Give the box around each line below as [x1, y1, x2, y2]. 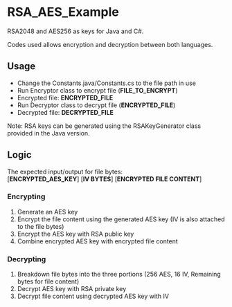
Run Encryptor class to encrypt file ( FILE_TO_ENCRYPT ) [17, 86, 178, 94]
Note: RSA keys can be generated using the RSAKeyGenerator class [7, 122, 202, 130]
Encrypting [7, 192, 46, 201]
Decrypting [7, 254, 46, 263]
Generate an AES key [17, 207, 78, 216]
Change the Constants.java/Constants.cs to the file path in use [17, 79, 196, 87]
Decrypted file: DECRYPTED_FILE [17, 108, 114, 116]
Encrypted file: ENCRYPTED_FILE [17, 93, 114, 102]
